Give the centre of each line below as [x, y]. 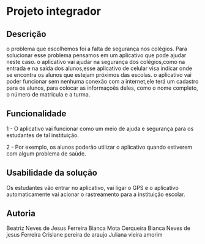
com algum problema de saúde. [47, 153]
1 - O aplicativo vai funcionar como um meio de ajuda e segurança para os [100, 128]
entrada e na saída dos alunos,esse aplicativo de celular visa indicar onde [99, 68]
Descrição [26, 34]
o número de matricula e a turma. [48, 94]
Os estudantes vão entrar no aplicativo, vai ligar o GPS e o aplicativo [92, 187]
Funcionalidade [36, 114]
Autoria [21, 214]
